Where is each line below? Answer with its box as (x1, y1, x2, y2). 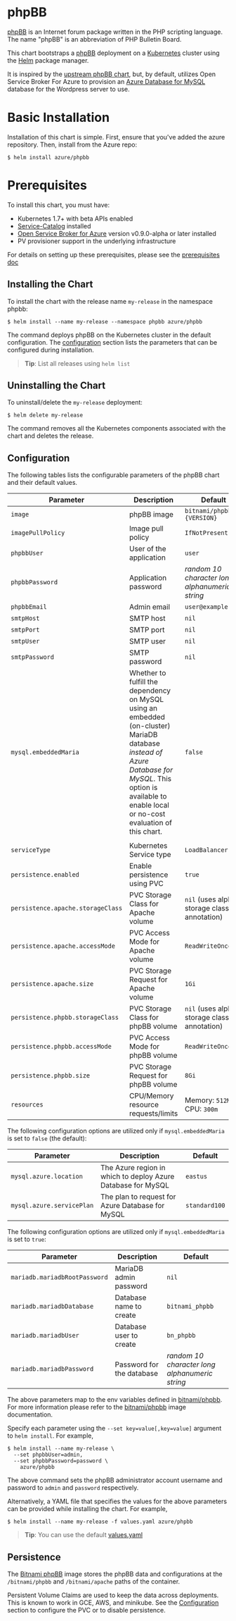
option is (129, 783, 158, 793)
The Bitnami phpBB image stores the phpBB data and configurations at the (7, 1570, 223, 1579)
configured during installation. (7, 345, 95, 354)
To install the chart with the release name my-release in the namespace (7, 297, 213, 305)
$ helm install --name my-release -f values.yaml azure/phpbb (7, 1518, 193, 1526)
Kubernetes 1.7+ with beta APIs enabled (17, 214, 133, 223)
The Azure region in (100, 1163, 166, 1173)
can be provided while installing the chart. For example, (7, 1505, 168, 1513)
